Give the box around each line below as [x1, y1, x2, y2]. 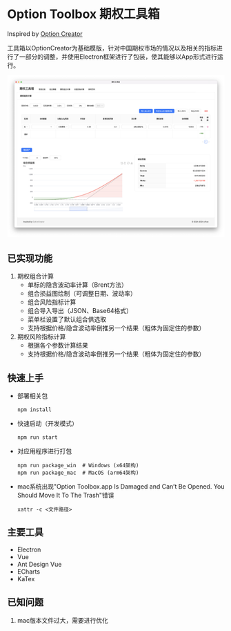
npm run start [17, 433, 58, 441]
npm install [17, 406, 52, 413]
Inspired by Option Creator [7, 29, 83, 38]
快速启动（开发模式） [17, 419, 78, 427]
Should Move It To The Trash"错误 [17, 491, 114, 499]
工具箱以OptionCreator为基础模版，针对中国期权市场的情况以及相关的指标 [7, 44, 217, 52]
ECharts [17, 567, 40, 576]
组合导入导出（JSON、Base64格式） [27, 307, 133, 315]
